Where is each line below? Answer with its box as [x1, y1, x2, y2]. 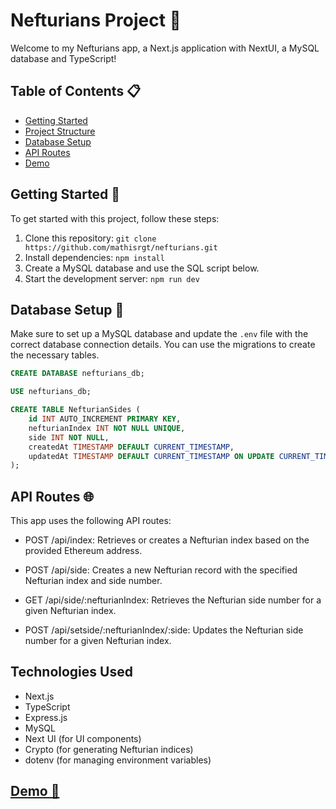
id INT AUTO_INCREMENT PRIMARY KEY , [28, 414, 182, 424]
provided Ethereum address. [24, 545, 143, 557]
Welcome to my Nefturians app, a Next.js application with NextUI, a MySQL [10, 42, 320, 54]
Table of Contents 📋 [10, 83, 142, 100]
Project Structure [24, 125, 96, 137]
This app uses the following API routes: [10, 515, 172, 527]
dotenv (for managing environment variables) [24, 754, 212, 766]
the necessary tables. [10, 349, 100, 361]
